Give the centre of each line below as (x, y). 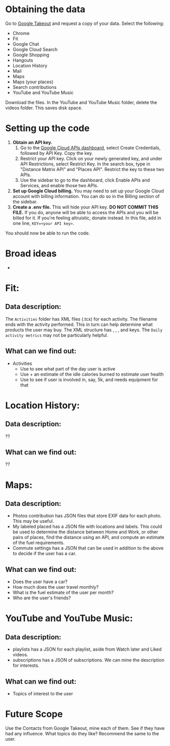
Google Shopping (31, 55)
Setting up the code (47, 128)
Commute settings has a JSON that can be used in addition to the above (88, 548)
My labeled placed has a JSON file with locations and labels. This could (87, 527)
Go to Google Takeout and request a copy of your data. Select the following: (85, 23)
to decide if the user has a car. (44, 554)
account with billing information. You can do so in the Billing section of (86, 196)
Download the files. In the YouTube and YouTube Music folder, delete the (81, 102)
